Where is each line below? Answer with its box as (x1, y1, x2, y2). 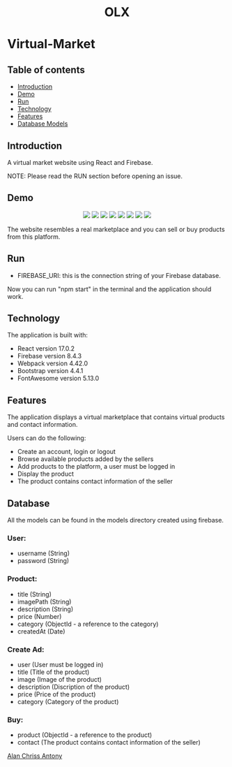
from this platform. (7, 232, 61, 241)
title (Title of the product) (17, 668, 90, 676)
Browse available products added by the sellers (17, 455, 154, 463)
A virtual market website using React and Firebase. (7, 159, 153, 166)
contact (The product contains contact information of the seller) (17, 738, 201, 747)
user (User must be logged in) (17, 660, 104, 669)
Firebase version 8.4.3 (17, 352, 82, 360)
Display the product (17, 469, 75, 479)
